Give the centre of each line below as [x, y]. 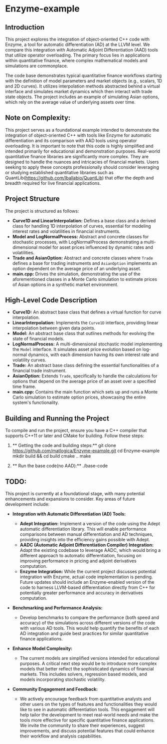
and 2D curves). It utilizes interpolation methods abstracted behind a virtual [83, 86]
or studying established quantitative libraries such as [59, 172]
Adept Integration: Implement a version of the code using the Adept [90, 524]
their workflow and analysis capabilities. [61, 736]
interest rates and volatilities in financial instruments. [66, 231]
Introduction [25, 27]
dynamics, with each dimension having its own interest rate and [93, 355]
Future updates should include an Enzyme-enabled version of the [87, 582]
